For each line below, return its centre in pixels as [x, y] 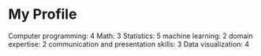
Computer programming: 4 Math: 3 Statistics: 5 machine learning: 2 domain [131, 36]
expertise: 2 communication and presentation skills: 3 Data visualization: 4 [129, 44]
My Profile [43, 14]
